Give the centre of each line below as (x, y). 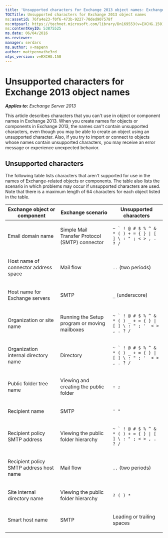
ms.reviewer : (19, 38)
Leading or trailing (134, 517)
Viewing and (75, 381)
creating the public (82, 387)
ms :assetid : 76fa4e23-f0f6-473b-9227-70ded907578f (59, 19)
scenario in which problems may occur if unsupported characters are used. (83, 186)
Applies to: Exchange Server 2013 (40, 106)
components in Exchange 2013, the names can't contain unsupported (77, 127)
